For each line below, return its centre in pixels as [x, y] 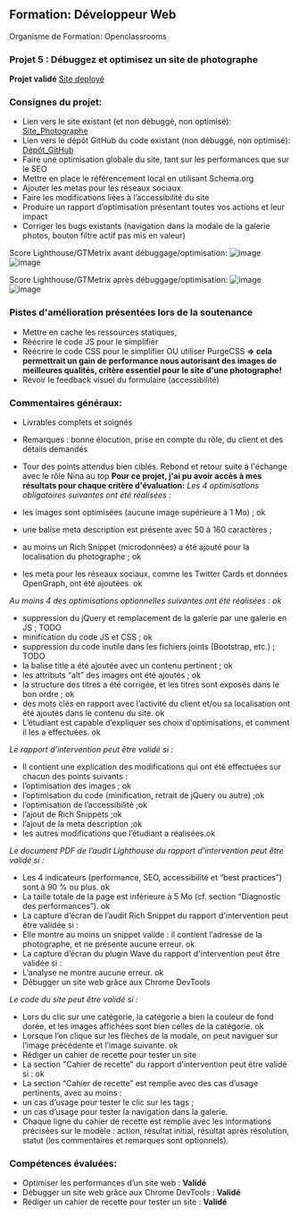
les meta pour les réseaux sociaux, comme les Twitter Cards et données [155, 574]
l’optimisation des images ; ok [77, 786]
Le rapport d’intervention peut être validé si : [91, 749]
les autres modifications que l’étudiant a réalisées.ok [119, 833]
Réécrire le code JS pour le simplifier [90, 341]
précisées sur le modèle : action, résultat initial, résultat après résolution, [156, 1131]
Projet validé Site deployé [57, 79]
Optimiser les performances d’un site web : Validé [114, 1183]
